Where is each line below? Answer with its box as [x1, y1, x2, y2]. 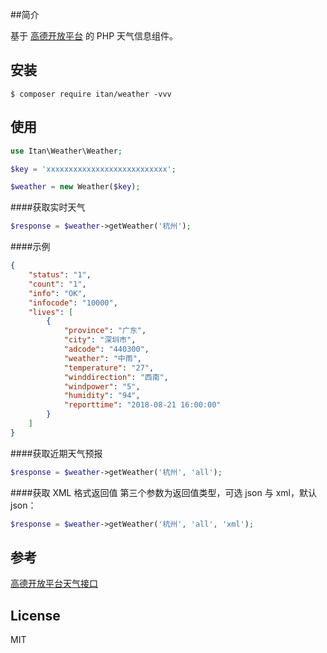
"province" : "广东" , [63, 326, 147, 336]
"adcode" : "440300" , [63, 344, 150, 354]
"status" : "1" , [28, 270, 92, 280]
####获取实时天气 [10, 201, 86, 213]
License [10, 607, 61, 624]
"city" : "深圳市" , [63, 335, 137, 345]
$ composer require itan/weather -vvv [10, 89, 172, 99]
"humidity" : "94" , [63, 391, 141, 401]
